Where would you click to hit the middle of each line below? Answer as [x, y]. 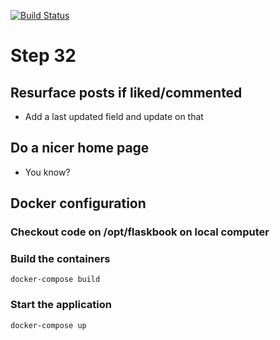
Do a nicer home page [80, 148]
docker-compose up [48, 325]
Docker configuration [78, 203]
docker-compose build [55, 280]
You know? [47, 172]
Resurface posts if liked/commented [126, 92]
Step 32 [43, 56]
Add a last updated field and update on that [114, 116]
